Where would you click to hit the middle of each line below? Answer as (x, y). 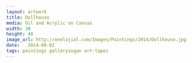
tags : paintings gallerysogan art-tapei (58, 51)
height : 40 (20, 34)
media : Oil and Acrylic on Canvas (49, 23)
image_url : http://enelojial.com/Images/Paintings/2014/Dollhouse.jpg (96, 40)
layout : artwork (26, 12)
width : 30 (19, 28)
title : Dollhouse (28, 17)
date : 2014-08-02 (31, 46)
